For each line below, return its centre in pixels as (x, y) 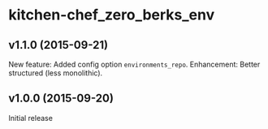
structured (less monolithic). (56, 73)
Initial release (30, 118)
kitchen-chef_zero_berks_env (112, 15)
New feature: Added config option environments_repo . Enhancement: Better (134, 64)
